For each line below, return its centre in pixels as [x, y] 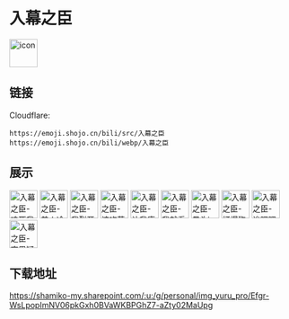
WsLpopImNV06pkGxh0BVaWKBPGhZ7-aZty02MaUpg [111, 306]
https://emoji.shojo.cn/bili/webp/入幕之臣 [89, 143]
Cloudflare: [30, 115]
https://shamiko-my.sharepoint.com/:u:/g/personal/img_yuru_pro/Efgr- [139, 296]
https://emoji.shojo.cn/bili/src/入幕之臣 [87, 133]
